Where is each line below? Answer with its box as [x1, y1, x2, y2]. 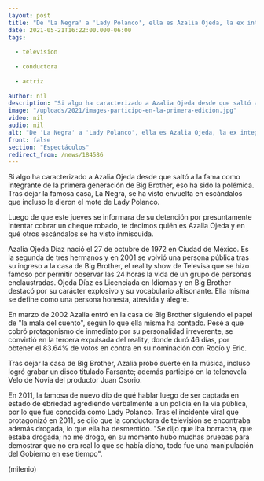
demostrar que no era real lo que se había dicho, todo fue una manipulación [8, 441, 254, 450]
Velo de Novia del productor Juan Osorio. [8, 376, 143, 385]
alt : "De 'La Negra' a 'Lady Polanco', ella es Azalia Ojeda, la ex [8, 128, 237, 136]
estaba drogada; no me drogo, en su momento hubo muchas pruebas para [8, 432, 250, 442]
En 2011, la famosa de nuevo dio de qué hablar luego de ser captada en [8, 390, 240, 400]
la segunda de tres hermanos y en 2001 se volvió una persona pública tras [8, 253, 250, 262]
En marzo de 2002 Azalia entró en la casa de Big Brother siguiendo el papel [8, 310, 253, 320]
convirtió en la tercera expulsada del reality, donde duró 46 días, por [8, 335, 230, 345]
